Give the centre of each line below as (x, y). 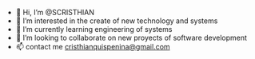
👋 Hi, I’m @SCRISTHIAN (55, 12)
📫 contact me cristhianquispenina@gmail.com (93, 47)
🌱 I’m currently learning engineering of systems (94, 29)
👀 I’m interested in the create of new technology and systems (117, 21)
